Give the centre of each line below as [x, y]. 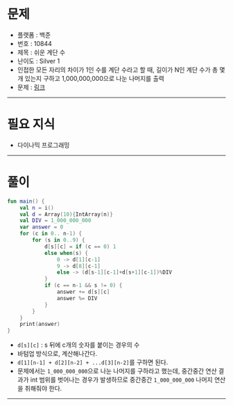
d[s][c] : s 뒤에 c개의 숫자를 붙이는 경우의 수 [78, 345]
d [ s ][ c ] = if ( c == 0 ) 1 [80, 247]
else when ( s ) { [66, 253]
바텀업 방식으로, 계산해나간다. [57, 354]
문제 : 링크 [31, 87]
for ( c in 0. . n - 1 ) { [51, 234]
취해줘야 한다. [43, 389]
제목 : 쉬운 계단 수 [41, 52]
